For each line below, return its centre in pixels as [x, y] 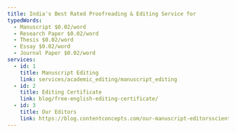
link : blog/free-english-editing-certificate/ [89, 99]
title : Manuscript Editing [59, 72]
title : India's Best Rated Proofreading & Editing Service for [102, 14]
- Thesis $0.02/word [44, 40]
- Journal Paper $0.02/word [55, 53]
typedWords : [25, 20]
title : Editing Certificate [61, 92]
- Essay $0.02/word [42, 46]
